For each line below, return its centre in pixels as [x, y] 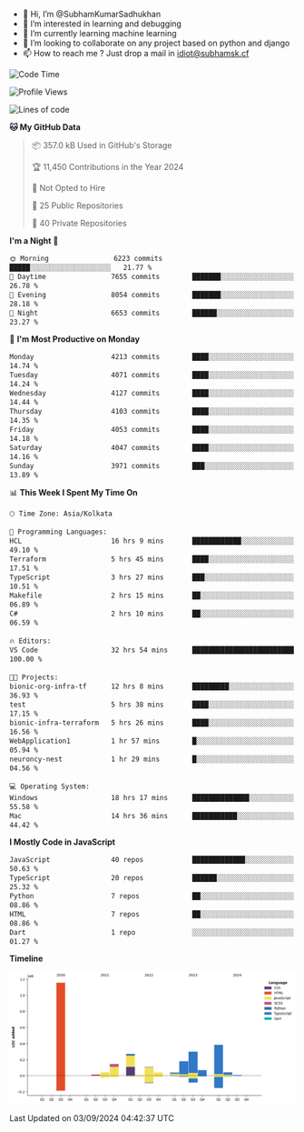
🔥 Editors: [30, 641]
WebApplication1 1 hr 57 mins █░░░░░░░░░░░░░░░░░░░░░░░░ [152, 741]
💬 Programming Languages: [58, 532]
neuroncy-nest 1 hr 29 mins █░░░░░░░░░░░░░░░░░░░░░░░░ [152, 759]
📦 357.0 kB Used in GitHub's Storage [102, 145]
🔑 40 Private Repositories [79, 223]
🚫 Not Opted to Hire [69, 188]
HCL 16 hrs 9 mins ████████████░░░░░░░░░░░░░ [152, 541]
